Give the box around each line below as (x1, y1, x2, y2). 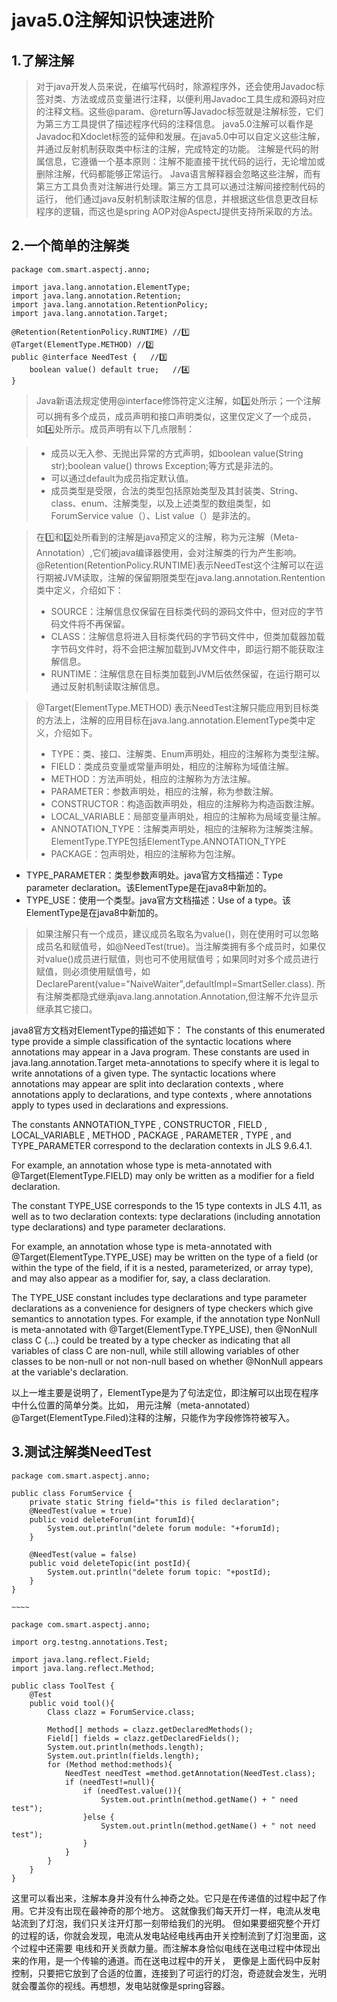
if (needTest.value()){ (82, 1786, 183, 1796)
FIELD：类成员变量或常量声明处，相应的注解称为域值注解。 (50, 760, 295, 772)
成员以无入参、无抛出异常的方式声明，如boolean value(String (50, 447, 304, 459)
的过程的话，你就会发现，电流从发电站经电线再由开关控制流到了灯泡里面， (11, 1929, 318, 1941)
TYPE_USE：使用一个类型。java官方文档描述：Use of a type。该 (25, 894, 291, 906)
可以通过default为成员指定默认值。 (50, 472, 194, 484)
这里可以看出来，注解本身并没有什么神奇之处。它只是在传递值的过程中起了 (11, 1892, 318, 1904)
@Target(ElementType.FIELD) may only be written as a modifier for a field (11, 1169, 315, 1181)
